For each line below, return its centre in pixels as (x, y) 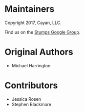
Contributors (31, 86)
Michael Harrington (31, 65)
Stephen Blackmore (32, 104)
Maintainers (30, 9)
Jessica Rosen (26, 99)
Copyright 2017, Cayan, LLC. (33, 23)
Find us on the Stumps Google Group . (42, 32)
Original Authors (39, 52)
